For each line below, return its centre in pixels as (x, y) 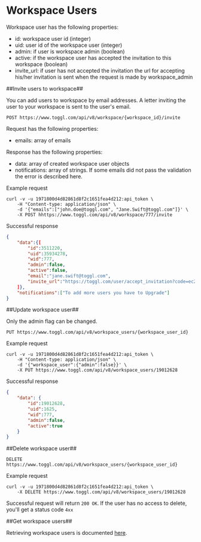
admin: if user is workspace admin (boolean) (70, 51)
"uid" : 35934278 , (48, 254)
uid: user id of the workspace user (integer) (68, 45)
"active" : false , (48, 271)
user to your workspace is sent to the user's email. (68, 106)
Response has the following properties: (54, 152)
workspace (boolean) (41, 64)
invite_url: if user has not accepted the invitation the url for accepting (100, 70)
